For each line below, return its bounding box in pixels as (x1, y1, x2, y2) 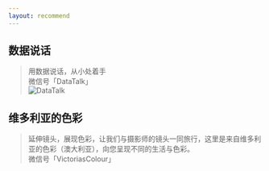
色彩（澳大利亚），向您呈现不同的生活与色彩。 (42, 144, 195, 154)
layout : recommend (8, 11, 70, 20)
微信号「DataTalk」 (27, 77, 93, 86)
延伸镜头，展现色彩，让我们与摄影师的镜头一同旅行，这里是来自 (27, 134, 240, 144)
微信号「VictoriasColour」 (27, 154, 115, 164)
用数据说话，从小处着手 (27, 66, 106, 77)
